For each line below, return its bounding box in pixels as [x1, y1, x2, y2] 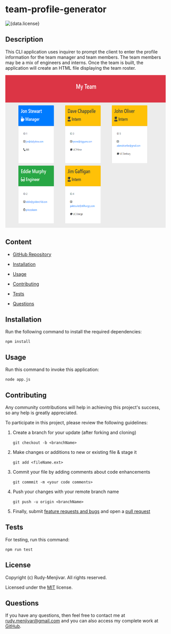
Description [5, 35, 43, 44]
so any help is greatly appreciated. [5, 410, 78, 416]
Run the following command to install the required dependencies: [5, 329, 142, 335]
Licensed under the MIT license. [5, 584, 73, 590]
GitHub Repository [12, 251, 52, 257]
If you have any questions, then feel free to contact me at [5, 612, 126, 619]
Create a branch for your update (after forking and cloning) [12, 429, 136, 436]
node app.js [5, 377, 31, 382]
